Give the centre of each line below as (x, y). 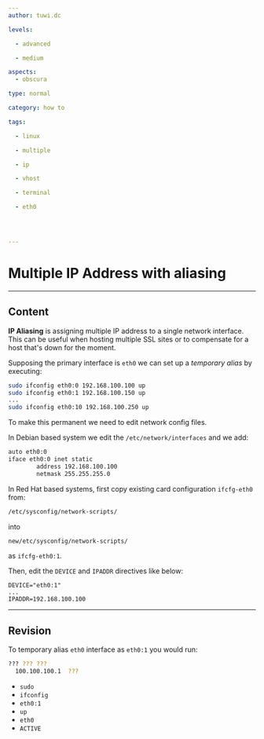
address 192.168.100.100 (77, 466)
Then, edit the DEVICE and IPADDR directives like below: (95, 571)
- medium (29, 58)
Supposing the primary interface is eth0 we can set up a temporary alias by (130, 363)
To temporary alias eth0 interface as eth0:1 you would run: (103, 649)
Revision (30, 630)
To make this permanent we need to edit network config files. (108, 423)
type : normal (29, 94)
